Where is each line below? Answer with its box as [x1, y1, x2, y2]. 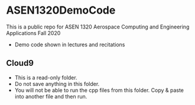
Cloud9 [6, 58, 34, 68]
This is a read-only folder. [14, 74, 78, 81]
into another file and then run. [14, 93, 87, 100]
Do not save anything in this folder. [14, 80, 100, 87]
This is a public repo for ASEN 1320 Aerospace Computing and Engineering [6, 23, 190, 30]
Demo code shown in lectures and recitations [14, 41, 125, 48]
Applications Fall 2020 [6, 29, 61, 36]
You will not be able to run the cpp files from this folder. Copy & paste [14, 87, 184, 94]
